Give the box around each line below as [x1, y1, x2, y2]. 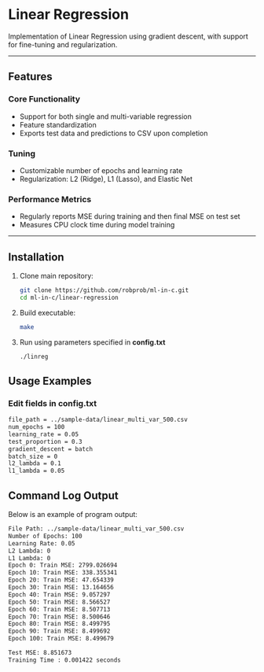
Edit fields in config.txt [8, 397, 97, 408]
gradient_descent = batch [8, 445, 93, 453]
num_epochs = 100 [8, 423, 65, 431]
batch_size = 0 [8, 452, 58, 460]
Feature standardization [19, 120, 97, 129]
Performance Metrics [8, 194, 92, 205]
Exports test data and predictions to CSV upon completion [19, 128, 208, 138]
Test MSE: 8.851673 [8, 649, 72, 657]
